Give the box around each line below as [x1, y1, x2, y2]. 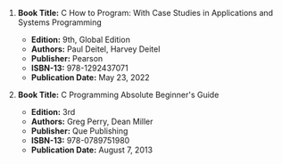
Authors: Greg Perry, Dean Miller [30, 116, 153, 127]
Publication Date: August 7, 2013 [30, 144, 153, 155]
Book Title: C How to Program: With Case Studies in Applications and [17, 8, 274, 18]
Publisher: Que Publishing [30, 126, 129, 136]
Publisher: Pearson [30, 53, 104, 63]
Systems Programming [17, 17, 103, 28]
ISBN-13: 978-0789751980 [30, 135, 130, 145]
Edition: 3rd [30, 107, 76, 117]
